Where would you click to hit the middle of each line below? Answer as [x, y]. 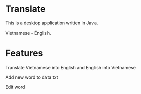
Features [24, 53]
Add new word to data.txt [32, 77]
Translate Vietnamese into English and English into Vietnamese [71, 67]
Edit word [15, 87]
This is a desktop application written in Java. [52, 23]
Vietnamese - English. [28, 33]
